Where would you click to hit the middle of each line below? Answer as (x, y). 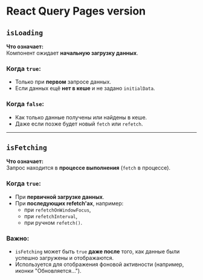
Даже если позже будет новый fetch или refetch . (79, 124)
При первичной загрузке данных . (60, 197)
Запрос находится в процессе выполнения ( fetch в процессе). (89, 168)
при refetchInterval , (51, 216)
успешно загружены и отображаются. (64, 258)
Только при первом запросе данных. (63, 82)
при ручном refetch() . (53, 222)
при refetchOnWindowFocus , (57, 210)
